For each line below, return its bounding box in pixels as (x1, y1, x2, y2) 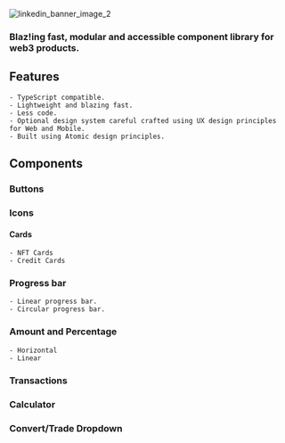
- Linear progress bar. (9, 297, 98, 307)
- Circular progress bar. (9, 305, 105, 314)
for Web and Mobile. (9, 124, 86, 133)
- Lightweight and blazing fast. (9, 101, 134, 110)
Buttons (9, 183, 45, 195)
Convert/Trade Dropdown (9, 422, 123, 434)
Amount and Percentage (9, 325, 118, 338)
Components (9, 156, 83, 171)
